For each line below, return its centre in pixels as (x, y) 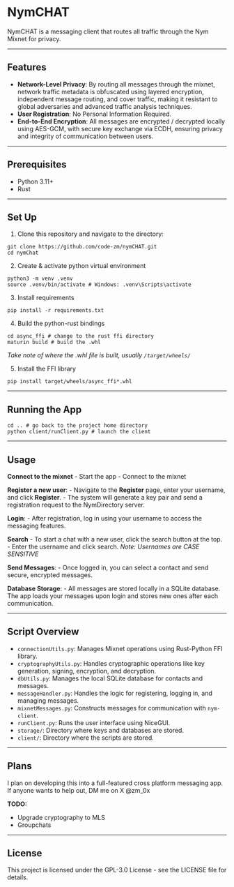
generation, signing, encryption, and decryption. (87, 671)
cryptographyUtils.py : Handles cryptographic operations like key (111, 663)
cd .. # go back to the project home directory (78, 426)
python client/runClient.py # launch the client (79, 432)
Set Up (22, 217)
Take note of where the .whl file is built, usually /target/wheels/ (99, 355)
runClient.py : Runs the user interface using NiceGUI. (94, 722)
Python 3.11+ (36, 181)
